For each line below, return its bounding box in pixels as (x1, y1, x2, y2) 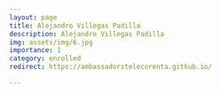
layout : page (9, 12, 58, 22)
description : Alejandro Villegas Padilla (9, 29, 165, 38)
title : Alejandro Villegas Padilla (9, 21, 141, 30)
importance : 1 (9, 46, 62, 55)
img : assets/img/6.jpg (9, 37, 93, 47)
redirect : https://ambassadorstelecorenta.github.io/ (9, 63, 213, 72)
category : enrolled (9, 54, 82, 63)
